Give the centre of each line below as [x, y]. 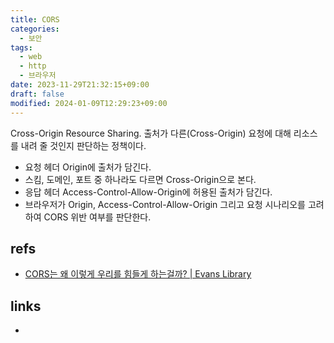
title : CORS [35, 19]
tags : [21, 47]
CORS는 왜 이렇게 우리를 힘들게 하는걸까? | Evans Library [138, 274]
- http [33, 66]
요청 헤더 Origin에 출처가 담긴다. [88, 167]
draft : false [37, 94]
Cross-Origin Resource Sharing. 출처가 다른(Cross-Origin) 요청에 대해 [151, 133]
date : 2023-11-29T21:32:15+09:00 [80, 85]
